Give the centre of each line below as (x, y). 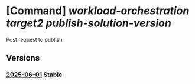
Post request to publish (34, 39)
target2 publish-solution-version (89, 23)
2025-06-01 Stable (34, 75)
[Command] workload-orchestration (98, 11)
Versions (23, 58)
